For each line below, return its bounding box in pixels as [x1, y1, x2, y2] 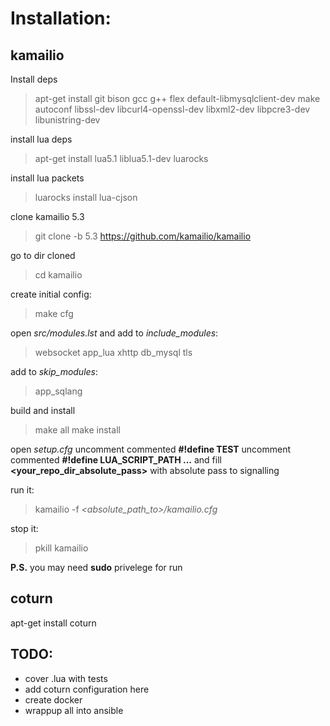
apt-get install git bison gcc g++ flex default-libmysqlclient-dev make [34, 93, 321, 104]
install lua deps [10, 133, 73, 145]
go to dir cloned [10, 250, 76, 261]
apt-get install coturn [10, 617, 97, 629]
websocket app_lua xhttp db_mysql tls [34, 347, 193, 358]
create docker [24, 693, 83, 706]
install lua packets [10, 172, 85, 184]
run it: [10, 484, 35, 496]
